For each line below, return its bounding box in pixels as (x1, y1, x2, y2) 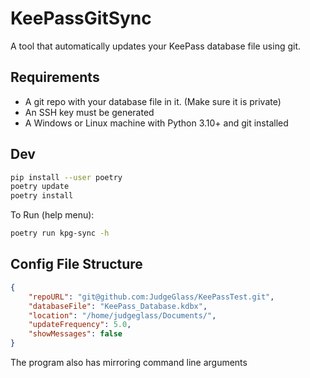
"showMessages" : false (28, 329, 123, 339)
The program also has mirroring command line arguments (10, 357, 248, 368)
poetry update (10, 182, 70, 192)
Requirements (10, 69, 100, 86)
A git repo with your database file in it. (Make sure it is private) (24, 95, 282, 107)
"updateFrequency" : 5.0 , (28, 320, 132, 330)
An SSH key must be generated (24, 106, 155, 118)
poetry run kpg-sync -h (10, 228, 110, 239)
